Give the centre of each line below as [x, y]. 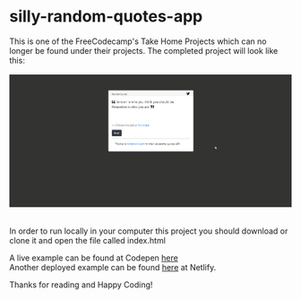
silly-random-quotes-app [106, 17]
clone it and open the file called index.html [87, 240]
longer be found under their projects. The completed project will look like [144, 50]
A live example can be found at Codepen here [94, 258]
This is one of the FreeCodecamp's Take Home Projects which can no [138, 41]
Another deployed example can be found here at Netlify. [113, 267]
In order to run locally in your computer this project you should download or [149, 231]
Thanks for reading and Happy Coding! [81, 285]
